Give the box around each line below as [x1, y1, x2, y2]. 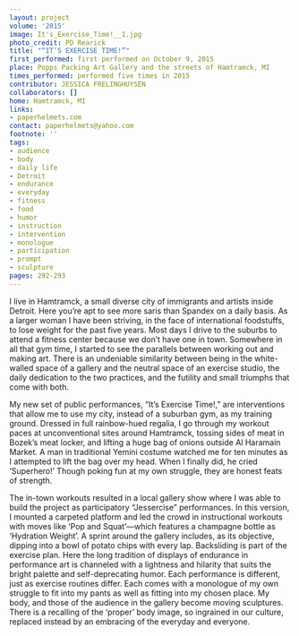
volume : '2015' [9, 21, 66, 30]
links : [9, 105, 34, 114]
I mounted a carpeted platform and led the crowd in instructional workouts [9, 511, 284, 522]
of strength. [9, 475, 53, 486]
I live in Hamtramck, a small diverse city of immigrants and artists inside [9, 296, 274, 306]
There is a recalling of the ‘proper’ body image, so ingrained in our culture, [9, 606, 284, 617]
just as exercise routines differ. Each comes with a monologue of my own [9, 578, 279, 589]
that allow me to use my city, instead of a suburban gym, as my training [9, 408, 273, 419]
